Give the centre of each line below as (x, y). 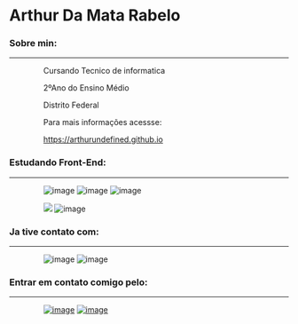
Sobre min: (33, 43)
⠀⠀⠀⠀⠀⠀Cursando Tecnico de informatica (87, 71)
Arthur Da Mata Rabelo (95, 16)
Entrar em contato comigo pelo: (78, 282)
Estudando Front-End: (58, 162)
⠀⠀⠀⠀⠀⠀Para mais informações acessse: (86, 122)
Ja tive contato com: (54, 232)
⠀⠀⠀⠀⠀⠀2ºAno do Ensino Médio (70, 88)
